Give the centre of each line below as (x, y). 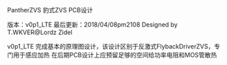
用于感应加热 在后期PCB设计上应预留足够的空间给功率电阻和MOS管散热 (115, 55)
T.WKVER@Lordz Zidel (40, 32)
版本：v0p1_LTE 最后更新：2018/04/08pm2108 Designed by (92, 25)
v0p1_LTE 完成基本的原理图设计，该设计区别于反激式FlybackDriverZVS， (111, 46)
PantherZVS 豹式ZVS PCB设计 (50, 10)
